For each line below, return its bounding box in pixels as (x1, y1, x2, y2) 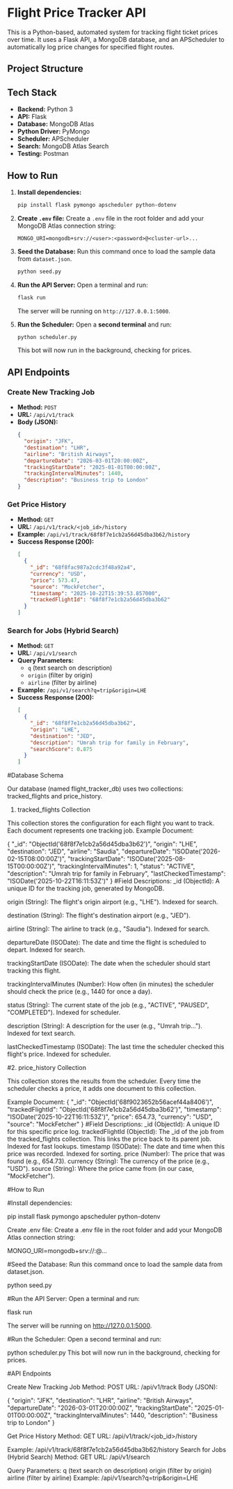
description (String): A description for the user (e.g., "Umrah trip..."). (7, 1022, 203, 1030)
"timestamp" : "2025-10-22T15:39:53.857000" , (30, 590, 161, 597)
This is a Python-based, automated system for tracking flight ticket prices (7, 28, 218, 36)
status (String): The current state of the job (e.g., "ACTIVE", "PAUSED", (7, 1001, 209, 1009)
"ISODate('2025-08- (127, 855, 186, 863)
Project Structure (7, 63, 83, 74)
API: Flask (17, 113, 47, 121)
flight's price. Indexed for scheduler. (7, 1050, 111, 1059)
